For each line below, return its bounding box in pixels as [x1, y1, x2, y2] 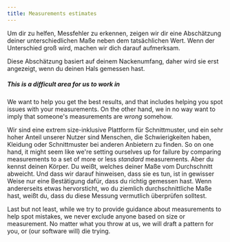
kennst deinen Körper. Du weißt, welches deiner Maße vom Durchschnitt [7, 162, 213, 170]
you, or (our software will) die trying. [7, 227, 111, 235]
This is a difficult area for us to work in [7, 80, 121, 88]
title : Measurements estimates [7, 10, 97, 17]
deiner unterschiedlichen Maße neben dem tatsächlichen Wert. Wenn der [7, 36, 215, 45]
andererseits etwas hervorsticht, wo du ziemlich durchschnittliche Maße [7, 184, 212, 192]
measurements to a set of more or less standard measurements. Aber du [7, 154, 214, 163]
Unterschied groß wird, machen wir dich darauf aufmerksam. [7, 43, 180, 52]
